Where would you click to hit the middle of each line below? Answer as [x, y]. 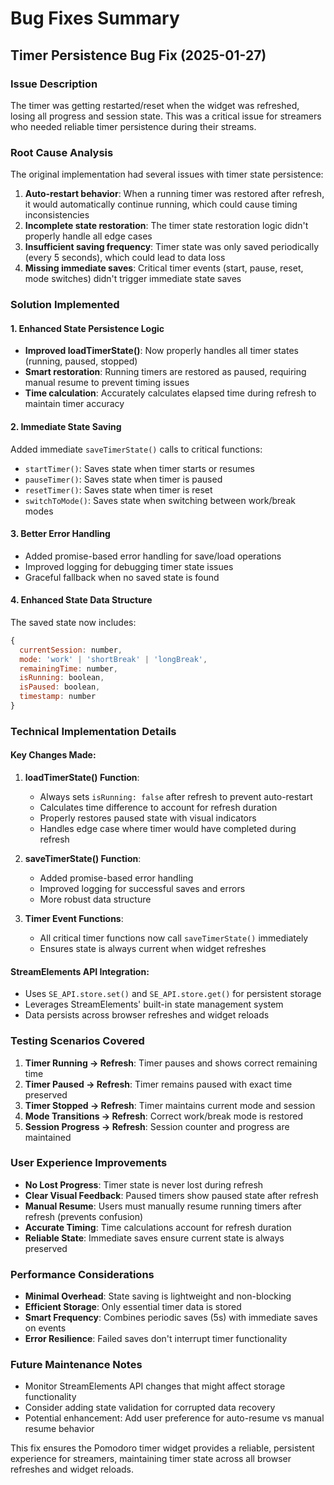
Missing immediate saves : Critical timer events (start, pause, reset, [164, 268]
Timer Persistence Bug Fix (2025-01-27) [138, 55]
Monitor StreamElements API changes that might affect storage [155, 1386]
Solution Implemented [65, 305]
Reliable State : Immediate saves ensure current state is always [154, 1238]
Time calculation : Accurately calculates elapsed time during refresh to [170, 393]
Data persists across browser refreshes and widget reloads [147, 1015]
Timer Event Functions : [74, 919]
